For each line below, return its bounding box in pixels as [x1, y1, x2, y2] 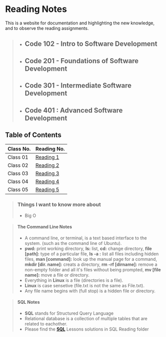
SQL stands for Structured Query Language [24, 310, 114, 317]
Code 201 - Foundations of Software [24, 56, 139, 65]
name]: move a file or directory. [24, 272, 90, 278]
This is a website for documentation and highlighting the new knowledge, [5, 20, 155, 26]
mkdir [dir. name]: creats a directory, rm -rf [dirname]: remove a [24, 261, 158, 267]
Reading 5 [35, 186, 59, 193]
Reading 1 [35, 154, 59, 161]
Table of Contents [5, 130, 62, 139]
